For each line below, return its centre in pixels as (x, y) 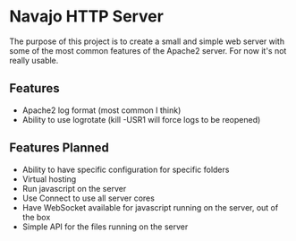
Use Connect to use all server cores (88, 198)
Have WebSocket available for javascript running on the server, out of (150, 207)
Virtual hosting (49, 179)
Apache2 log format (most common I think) (101, 110)
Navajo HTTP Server (86, 17)
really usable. (34, 60)
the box (36, 217)
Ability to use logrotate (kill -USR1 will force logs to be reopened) (141, 119)
